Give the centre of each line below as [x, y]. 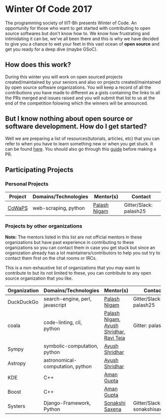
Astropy [17, 363]
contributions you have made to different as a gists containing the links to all [83, 92]
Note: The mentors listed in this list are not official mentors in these [74, 237]
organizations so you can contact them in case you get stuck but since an [80, 247]
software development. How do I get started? [76, 127]
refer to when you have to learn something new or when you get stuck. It [79, 144]
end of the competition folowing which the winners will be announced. [77, 103]
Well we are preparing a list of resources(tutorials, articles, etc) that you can [82, 138]
